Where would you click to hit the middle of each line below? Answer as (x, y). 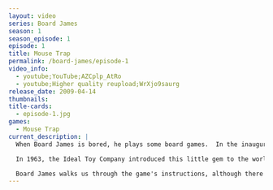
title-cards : (30, 106)
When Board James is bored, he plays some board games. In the (127, 144)
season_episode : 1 (39, 39)
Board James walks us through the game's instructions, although (129, 174)
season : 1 (25, 31)
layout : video (32, 16)
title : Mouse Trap (39, 54)
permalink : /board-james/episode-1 (69, 62)
